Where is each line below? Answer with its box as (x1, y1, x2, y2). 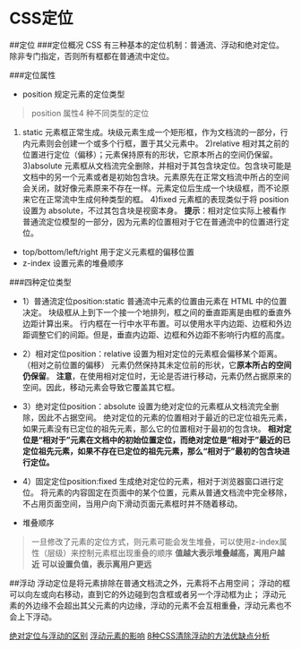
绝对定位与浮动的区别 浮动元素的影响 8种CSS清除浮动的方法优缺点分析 (9, 630, 271, 641)
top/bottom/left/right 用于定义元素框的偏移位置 (21, 246, 195, 257)
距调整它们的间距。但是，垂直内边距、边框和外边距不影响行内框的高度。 (21, 329, 289, 340)
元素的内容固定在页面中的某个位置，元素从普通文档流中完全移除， (47, 487, 292, 498)
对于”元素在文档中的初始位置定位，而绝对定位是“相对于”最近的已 (50, 434, 291, 445)
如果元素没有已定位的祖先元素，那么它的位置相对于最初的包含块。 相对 (21, 423, 284, 434)
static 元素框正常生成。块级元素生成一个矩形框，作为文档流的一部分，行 (21, 126, 288, 137)
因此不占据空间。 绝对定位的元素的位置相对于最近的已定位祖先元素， (38, 412, 292, 423)
